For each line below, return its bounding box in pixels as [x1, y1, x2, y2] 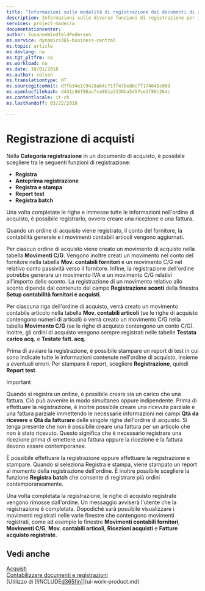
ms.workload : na [6, 60, 48, 66]
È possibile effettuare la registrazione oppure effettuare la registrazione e [6, 454, 190, 461]
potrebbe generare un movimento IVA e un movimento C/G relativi [6, 271, 173, 279]
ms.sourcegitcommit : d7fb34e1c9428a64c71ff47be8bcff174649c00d [6, 83, 171, 89]
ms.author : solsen [6, 72, 53, 78]
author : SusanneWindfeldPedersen [6, 32, 92, 38]
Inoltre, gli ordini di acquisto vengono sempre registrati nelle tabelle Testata [6, 328, 197, 336]
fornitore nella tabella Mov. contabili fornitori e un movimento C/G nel [6, 258, 182, 265]
